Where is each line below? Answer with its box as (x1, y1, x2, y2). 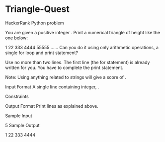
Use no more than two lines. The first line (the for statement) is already (5, 59, 150, 65)
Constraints (5, 93, 29, 99)
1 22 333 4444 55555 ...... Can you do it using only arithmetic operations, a (5, 44, 159, 50)
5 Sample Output (5, 122, 40, 128)
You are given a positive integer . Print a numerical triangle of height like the (5, 29, 161, 35)
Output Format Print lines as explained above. (5, 103, 98, 109)
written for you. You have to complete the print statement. (5, 65, 123, 71)
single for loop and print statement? (5, 50, 78, 56)
